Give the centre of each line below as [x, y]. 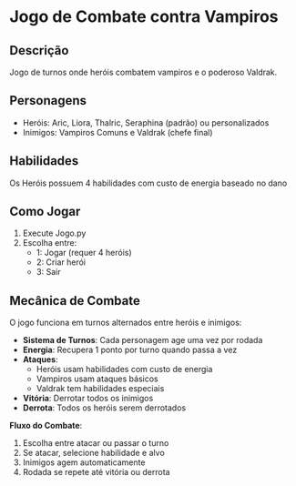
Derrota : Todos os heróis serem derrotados [104, 408]
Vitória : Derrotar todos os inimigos [88, 399]
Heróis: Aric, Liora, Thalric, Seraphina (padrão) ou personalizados [146, 122]
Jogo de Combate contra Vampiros [144, 17]
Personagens [48, 101]
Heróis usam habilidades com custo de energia [124, 370]
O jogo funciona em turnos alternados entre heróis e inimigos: [126, 323]
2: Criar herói [61, 262]
